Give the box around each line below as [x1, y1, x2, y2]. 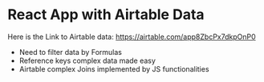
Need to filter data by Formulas [18, 47, 122, 57]
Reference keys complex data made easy [18, 56, 156, 65]
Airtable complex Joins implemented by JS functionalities [18, 64, 209, 73]
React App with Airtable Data [7, 6, 205, 24]
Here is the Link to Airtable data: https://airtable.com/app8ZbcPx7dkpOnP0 [7, 32, 256, 41]
